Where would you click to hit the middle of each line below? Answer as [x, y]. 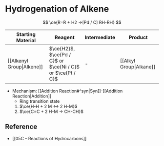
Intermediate [100, 37]
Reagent [64, 37]
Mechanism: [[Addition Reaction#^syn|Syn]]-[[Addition [67, 91]
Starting [26, 34]
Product [138, 37]
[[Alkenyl [18, 61]
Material [26, 40]
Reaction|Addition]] [32, 96]
